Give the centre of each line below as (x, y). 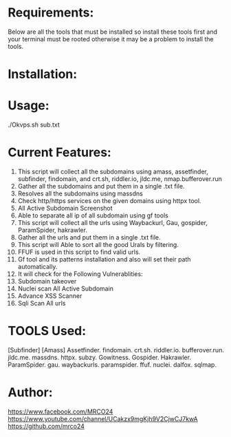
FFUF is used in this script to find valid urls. (79, 252)
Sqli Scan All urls (42, 303)
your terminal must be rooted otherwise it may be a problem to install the (111, 39)
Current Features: (60, 152)
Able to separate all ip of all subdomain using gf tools (93, 215)
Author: (31, 393)
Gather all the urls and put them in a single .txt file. (89, 237)
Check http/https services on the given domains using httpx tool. (109, 201)
